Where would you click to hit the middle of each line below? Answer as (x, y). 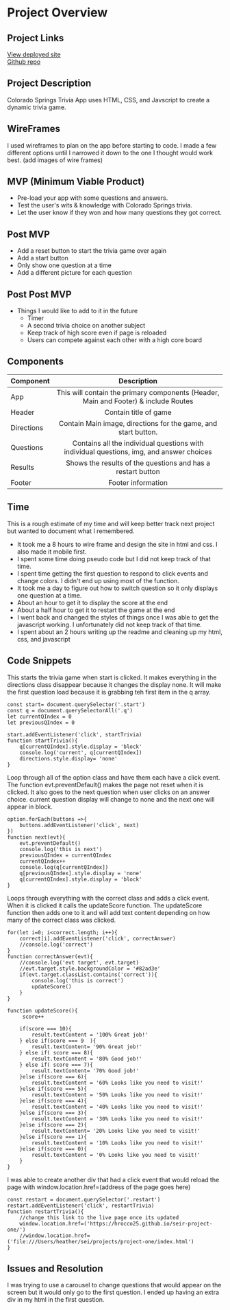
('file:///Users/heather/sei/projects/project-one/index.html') (101, 1241)
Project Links (36, 38)
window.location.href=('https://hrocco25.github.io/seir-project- (116, 1223)
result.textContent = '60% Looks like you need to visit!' (118, 1083)
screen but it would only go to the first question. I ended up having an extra (113, 1292)
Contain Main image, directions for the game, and (138, 423)
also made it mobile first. (52, 552)
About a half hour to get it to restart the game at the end (96, 610)
